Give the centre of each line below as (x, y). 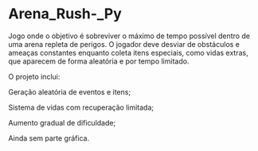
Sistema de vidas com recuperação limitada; (81, 107)
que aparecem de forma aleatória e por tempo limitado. (99, 61)
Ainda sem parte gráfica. (49, 138)
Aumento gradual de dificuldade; (62, 122)
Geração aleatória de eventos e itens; (70, 91)
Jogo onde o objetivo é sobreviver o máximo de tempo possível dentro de (129, 36)
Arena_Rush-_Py (65, 14)
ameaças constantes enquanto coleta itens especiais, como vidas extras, (128, 52)
